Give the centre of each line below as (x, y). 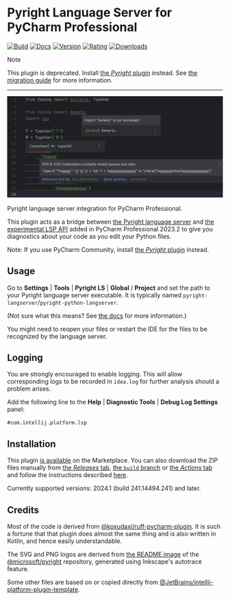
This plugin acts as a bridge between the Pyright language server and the (111, 222)
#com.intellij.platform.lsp (47, 423)
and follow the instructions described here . (68, 475)
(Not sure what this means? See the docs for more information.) (97, 315)
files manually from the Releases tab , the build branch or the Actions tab (110, 468)
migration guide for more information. (60, 80)
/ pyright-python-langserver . (78, 302)
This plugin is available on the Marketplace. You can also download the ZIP (113, 461)
